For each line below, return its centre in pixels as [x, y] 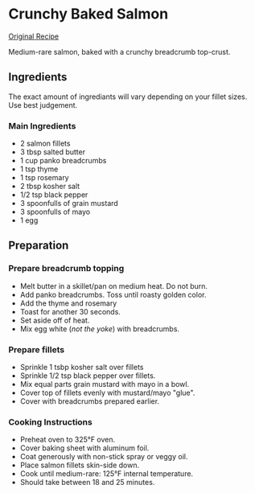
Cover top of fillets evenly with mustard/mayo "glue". [107, 393]
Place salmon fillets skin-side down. [79, 465]
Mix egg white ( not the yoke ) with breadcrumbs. [99, 329]
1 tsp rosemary [45, 178]
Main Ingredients [42, 125]
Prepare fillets [37, 349]
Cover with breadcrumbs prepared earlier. [89, 401]
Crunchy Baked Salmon [88, 14]
